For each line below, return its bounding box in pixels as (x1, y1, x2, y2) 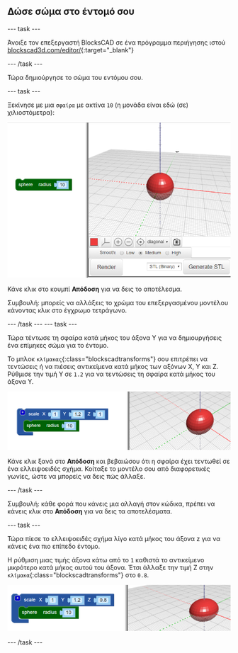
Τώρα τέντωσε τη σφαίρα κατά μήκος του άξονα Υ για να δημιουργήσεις (7, 333, 222, 342)
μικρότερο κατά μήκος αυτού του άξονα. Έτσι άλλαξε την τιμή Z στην (7, 563, 214, 572)
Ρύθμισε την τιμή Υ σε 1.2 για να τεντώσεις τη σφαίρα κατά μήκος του (7, 370, 216, 378)
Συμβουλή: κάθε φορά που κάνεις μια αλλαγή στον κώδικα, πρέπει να (7, 499, 215, 509)
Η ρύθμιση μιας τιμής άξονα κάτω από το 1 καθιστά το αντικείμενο (7, 556, 205, 564)
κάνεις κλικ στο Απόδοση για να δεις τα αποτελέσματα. (7, 507, 173, 516)
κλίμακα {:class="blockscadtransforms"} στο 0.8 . (7, 571, 149, 579)
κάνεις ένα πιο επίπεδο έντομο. (7, 542, 101, 551)
